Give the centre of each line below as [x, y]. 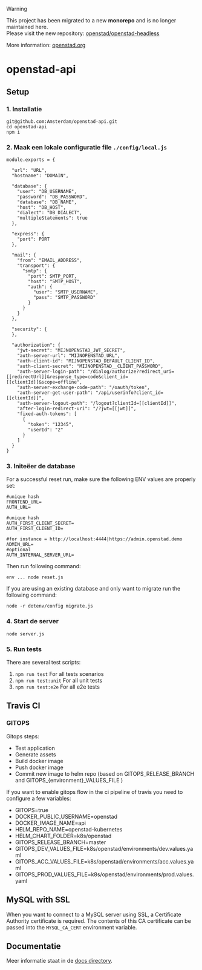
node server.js [25, 634]
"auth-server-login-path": [51, 372]
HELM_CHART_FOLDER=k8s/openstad [63, 836]
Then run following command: [44, 566]
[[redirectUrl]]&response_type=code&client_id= [67, 377]
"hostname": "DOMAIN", [40, 176]
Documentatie [34, 946]
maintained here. [27, 27]
